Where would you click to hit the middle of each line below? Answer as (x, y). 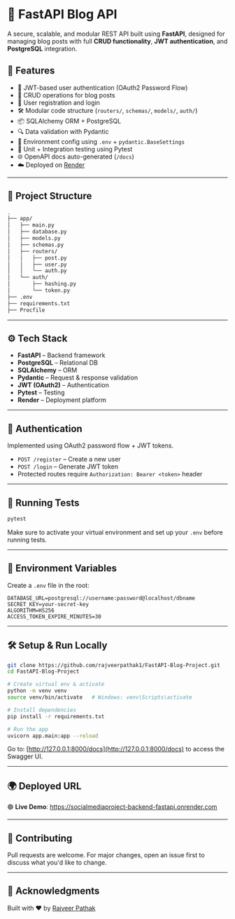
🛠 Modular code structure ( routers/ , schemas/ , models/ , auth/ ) (107, 110)
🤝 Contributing (40, 838)
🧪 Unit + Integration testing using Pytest (75, 149)
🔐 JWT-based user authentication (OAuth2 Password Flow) (102, 88)
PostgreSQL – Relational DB (57, 363)
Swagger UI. (25, 756)
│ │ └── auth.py (37, 271)
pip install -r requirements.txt (56, 716)
